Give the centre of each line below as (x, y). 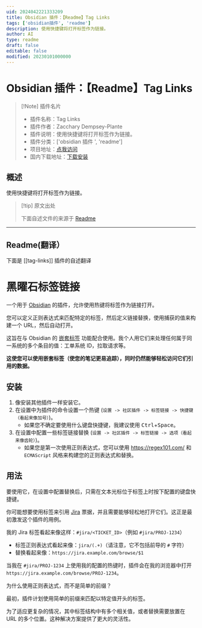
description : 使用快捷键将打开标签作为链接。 (57, 29)
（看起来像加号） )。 (35, 417)
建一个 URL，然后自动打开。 (41, 325)
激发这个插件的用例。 (38, 519)
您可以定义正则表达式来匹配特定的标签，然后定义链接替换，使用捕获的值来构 (101, 318)
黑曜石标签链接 (43, 287)
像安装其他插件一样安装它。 (49, 402)
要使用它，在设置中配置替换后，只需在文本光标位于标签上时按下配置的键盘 (98, 491)
